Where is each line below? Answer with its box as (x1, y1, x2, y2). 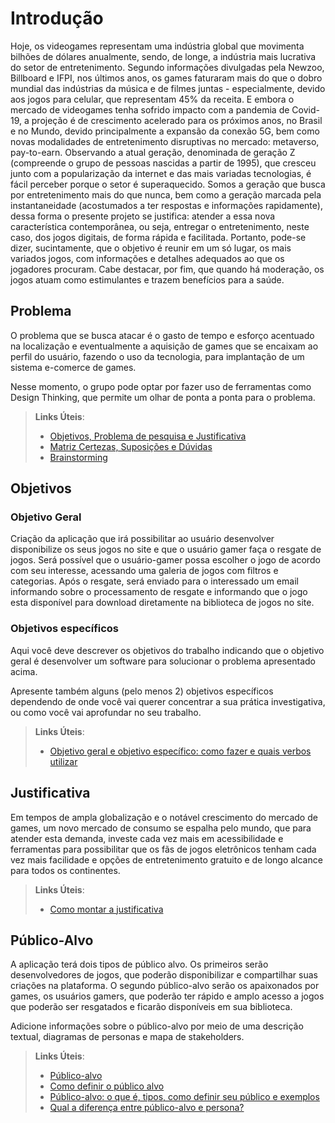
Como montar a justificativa (49, 903, 164, 915)
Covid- (291, 103, 320, 116)
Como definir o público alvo (49, 1080, 165, 1092)
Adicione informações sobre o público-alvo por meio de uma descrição (10, 1020, 304, 1032)
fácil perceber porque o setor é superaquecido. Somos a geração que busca (10, 178, 326, 190)
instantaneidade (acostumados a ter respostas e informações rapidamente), (10, 199, 323, 211)
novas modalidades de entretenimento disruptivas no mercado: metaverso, (10, 135, 320, 147)
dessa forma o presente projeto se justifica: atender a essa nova (10, 210, 276, 222)
